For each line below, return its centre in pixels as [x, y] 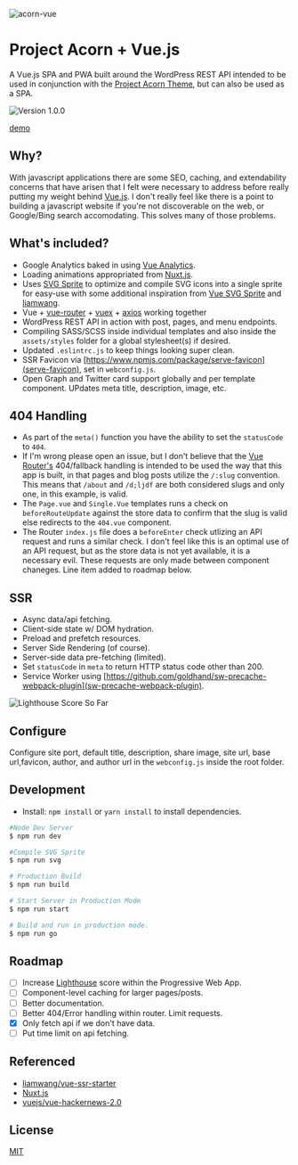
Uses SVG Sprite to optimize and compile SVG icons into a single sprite [152, 283]
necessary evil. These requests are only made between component [145, 561]
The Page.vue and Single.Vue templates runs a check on [125, 504]
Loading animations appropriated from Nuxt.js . [108, 274]
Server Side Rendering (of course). [86, 648]
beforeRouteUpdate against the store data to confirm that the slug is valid [154, 513]
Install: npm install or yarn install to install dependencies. [132, 811]
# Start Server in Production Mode [75, 901]
